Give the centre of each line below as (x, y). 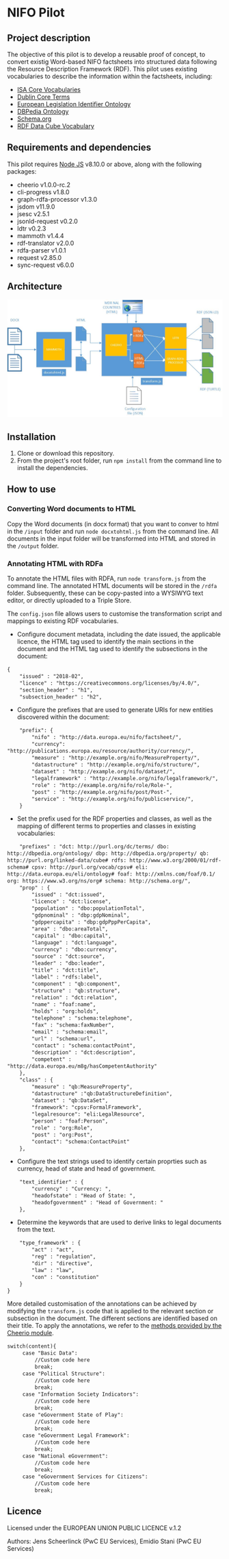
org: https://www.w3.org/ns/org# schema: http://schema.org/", (99, 881)
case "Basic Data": (50, 1353)
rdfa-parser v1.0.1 (41, 250)
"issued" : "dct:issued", (69, 895)
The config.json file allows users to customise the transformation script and (114, 614)
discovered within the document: (63, 717)
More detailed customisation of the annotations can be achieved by (102, 1304)
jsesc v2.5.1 (33, 213)
